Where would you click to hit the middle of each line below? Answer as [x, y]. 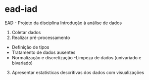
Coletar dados [26, 32]
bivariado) [22, 63]
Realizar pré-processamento [41, 38]
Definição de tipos [30, 47]
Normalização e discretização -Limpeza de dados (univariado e [76, 57]
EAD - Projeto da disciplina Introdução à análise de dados [63, 23]
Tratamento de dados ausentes [44, 52]
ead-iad [21, 9]
